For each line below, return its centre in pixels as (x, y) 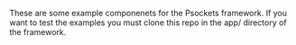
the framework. (38, 32)
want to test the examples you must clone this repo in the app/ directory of (148, 22)
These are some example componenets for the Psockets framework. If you (148, 13)
